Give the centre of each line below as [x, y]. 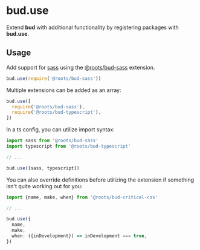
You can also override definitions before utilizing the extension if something [100, 180]
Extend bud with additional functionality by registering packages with [93, 27]
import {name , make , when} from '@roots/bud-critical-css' [82, 197]
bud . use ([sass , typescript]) [43, 168]
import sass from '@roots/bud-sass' [52, 141]
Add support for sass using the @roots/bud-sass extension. [81, 67]
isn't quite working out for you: [44, 186]
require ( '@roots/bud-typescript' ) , [56, 113]
